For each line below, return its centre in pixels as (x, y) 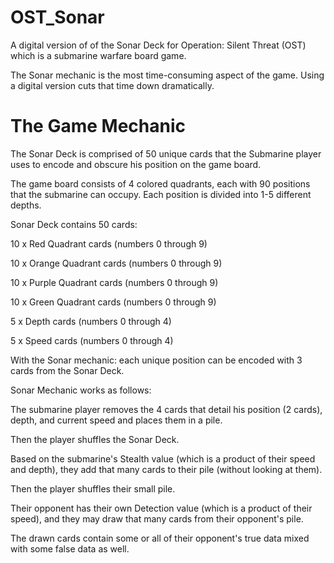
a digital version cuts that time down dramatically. (112, 85)
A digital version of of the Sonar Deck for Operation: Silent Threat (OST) (158, 45)
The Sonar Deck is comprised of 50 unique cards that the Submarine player (166, 153)
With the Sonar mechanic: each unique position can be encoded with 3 (156, 360)
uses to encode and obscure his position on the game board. (136, 164)
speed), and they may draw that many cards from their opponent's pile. (157, 518)
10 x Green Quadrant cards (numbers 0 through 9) (113, 302)
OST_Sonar (57, 17)
